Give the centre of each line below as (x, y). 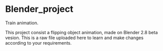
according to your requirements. (38, 43)
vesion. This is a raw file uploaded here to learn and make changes (74, 38)
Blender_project (39, 9)
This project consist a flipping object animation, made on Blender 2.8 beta (81, 32)
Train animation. (22, 23)
